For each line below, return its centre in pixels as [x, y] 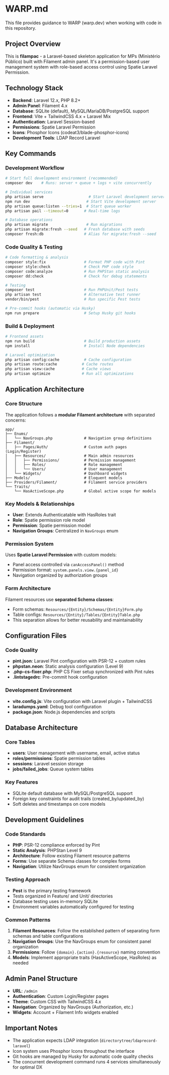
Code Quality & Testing [34, 247]
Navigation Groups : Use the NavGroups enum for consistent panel [82, 941]
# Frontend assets [24, 337]
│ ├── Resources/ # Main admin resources [70, 456]
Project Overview [33, 44]
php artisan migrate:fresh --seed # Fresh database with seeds [75, 229]
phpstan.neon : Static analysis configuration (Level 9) [68, 667]
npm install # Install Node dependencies [75, 346]
